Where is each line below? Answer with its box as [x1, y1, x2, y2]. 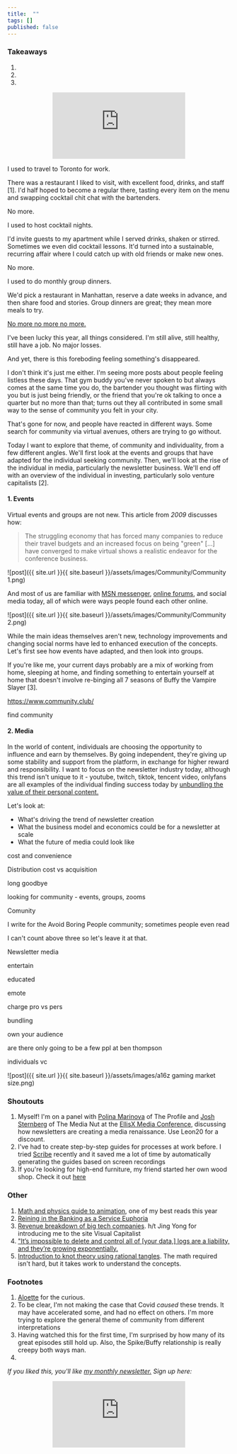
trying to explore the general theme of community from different [17, 1315, 205, 1324]
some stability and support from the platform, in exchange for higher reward [7, 757, 229, 766]
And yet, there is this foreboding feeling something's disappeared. [7, 354, 200, 363]
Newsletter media [7, 947, 59, 957]
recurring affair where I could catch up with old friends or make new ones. [7, 249, 224, 258]
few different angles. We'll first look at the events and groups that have [7, 448, 214, 457]
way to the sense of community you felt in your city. [7, 405, 158, 415]
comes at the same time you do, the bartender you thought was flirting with [7, 383, 228, 392]
